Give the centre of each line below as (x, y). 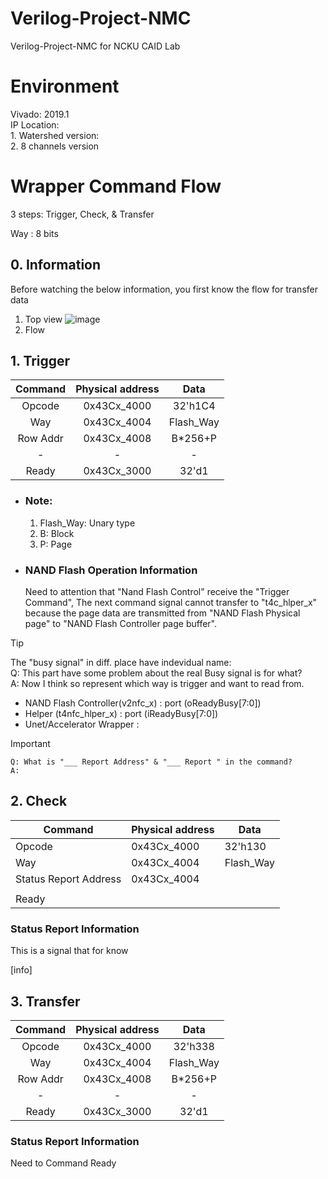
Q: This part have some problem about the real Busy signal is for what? (156, 673)
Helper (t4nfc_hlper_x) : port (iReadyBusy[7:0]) (121, 714)
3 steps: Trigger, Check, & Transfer (82, 214)
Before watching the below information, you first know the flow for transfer (164, 289)
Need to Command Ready (63, 1163)
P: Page (56, 544)
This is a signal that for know (69, 951)
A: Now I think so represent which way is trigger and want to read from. (157, 684)
